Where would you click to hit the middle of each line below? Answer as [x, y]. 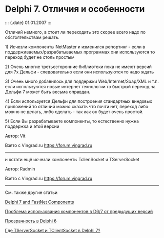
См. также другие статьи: [32, 192]
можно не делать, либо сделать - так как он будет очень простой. [74, 112]
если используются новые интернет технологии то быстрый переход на [80, 86]
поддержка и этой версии [32, 126]
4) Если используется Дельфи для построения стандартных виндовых [79, 101]
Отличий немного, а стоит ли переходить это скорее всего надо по [75, 32]
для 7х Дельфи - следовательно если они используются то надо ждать [80, 71]
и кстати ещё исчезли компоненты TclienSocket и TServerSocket [72, 159]
